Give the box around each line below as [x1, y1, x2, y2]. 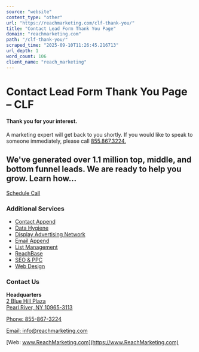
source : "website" [6, 8, 52, 15]
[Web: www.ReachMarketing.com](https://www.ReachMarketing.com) [6, 339, 179, 346]
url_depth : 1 [6, 48, 39, 54]
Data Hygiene [14, 224, 49, 231]
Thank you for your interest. [6, 118, 78, 125]
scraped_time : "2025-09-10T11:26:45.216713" [6, 43, 119, 49]
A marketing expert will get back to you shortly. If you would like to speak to [6, 131, 193, 138]
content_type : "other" [6, 14, 63, 20]
